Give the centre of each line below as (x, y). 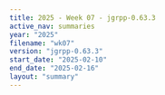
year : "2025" (34, 34)
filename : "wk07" (42, 43)
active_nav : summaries (52, 26)
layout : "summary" (44, 77)
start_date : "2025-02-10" (58, 60)
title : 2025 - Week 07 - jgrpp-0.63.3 (82, 18)
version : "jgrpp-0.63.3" (56, 52)
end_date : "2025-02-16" (54, 69)
